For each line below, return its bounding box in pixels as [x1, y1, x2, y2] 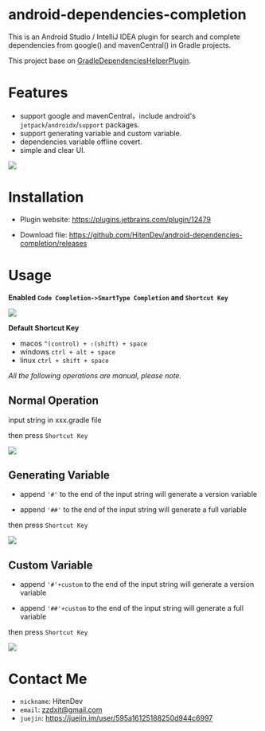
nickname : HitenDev [19, 697, 84, 706]
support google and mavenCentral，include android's [19, 111, 197, 120]
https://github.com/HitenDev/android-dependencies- [68, 229, 243, 240]
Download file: [19, 229, 68, 240]
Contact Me [8, 670, 88, 688]
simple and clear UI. [19, 145, 86, 154]
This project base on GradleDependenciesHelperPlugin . [8, 56, 191, 65]
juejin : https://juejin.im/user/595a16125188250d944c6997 [19, 713, 213, 723]
